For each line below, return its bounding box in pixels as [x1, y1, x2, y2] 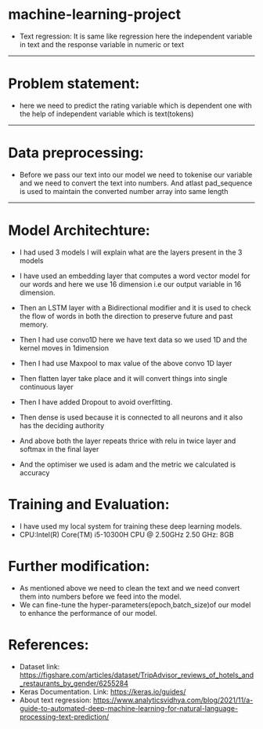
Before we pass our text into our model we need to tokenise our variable [19, 170, 253, 179]
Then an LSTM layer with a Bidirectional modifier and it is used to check [19, 302, 252, 312]
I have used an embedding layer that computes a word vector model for [19, 271, 250, 280]
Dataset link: [19, 661, 60, 671]
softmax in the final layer [19, 444, 99, 453]
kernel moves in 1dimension [19, 343, 110, 353]
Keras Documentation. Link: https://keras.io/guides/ [19, 687, 186, 696]
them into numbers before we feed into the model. [19, 592, 182, 601]
